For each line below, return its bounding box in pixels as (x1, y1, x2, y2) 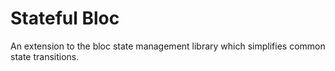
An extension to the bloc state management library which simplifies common (10, 40, 326, 52)
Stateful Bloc (10, 7, 120, 30)
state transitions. (10, 50, 80, 62)
